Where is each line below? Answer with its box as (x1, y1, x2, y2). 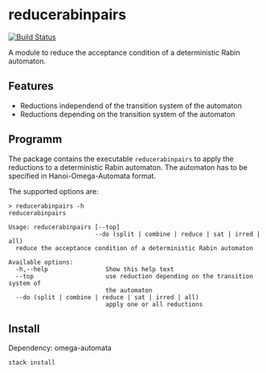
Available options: (8, 258, 74, 266)
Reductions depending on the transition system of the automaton (19, 109, 235, 119)
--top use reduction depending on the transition (15, 272, 253, 280)
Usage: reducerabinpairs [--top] (8, 223, 121, 231)
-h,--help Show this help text (15, 265, 174, 274)
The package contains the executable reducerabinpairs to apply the (8, 154, 235, 164)
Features (8, 79, 54, 93)
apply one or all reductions (105, 300, 203, 308)
